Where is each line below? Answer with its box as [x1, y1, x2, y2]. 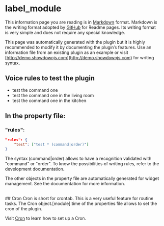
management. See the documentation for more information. [5, 181, 125, 187]
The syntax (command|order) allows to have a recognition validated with [5, 155, 152, 162]
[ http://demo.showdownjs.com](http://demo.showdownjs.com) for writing [5, 54, 154, 60]
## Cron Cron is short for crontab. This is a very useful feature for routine [5, 196, 154, 201]
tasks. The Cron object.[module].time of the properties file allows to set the [5, 201, 157, 206]
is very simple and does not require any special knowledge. [5, 29, 125, 35]
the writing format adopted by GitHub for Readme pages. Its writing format [5, 24, 156, 30]
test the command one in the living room [12, 92, 94, 98]
